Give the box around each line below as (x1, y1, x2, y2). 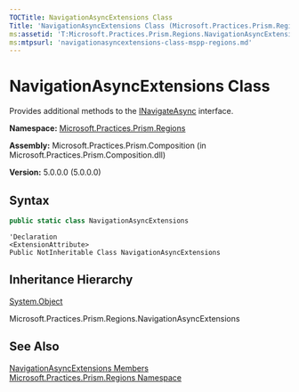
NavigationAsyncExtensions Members (9, 363, 149, 373)
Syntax (9, 192, 50, 208)
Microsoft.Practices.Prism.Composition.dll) (9, 150, 166, 160)
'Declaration (9, 233, 58, 241)
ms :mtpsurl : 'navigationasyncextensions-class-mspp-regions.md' (9, 37, 253, 47)
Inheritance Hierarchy (9, 273, 133, 288)
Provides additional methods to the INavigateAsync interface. (9, 106, 234, 117)
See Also (9, 339, 60, 355)
